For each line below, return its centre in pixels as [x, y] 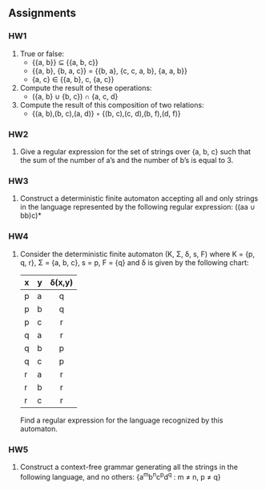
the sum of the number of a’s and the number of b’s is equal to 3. [127, 160]
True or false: [42, 53]
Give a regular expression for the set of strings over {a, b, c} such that [135, 151]
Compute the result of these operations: [86, 88]
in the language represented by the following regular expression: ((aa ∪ [137, 207]
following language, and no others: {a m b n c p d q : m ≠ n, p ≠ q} [120, 476]
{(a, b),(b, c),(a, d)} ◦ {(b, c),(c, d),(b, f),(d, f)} [106, 113]
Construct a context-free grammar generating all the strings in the [129, 467]
